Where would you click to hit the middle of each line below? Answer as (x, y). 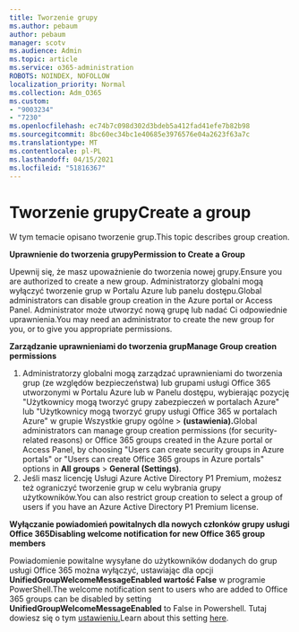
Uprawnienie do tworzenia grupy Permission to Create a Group (128, 255)
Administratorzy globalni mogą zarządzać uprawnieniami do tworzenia (152, 373)
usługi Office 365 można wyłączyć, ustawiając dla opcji (111, 570)
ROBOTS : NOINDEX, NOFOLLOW (60, 76)
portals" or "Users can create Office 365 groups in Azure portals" (143, 460)
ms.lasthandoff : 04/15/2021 (62, 159)
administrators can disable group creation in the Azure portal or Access (141, 301)
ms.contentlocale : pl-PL (56, 151)
